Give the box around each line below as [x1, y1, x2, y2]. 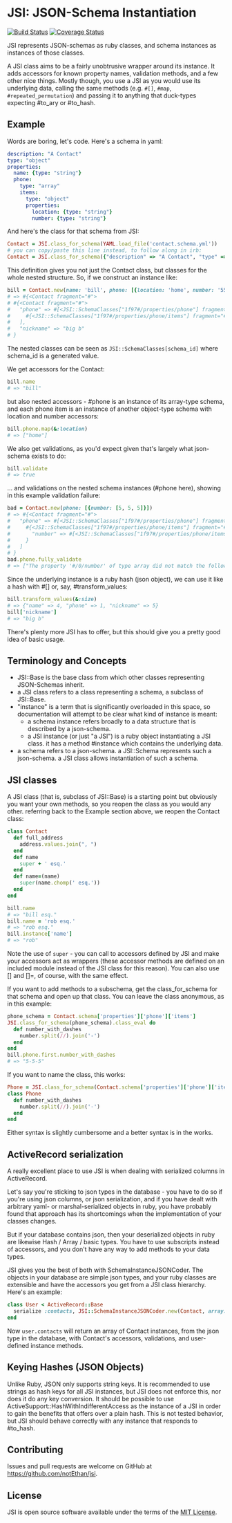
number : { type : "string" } [32, 214, 107, 222]
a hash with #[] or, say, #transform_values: [7, 582, 128, 591]
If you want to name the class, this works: [7, 1071, 126, 1078]
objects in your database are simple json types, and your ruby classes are [7, 1273, 217, 1282]
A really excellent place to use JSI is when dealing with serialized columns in [7, 1167, 225, 1175]
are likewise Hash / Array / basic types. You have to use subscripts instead [7, 1238, 220, 1246]
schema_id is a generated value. [7, 351, 99, 360]
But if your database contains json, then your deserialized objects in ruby [7, 1230, 215, 1239]
